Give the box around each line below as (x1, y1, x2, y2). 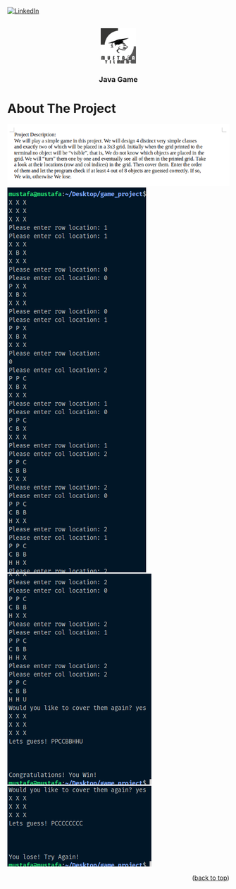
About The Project (7, 101, 116, 116)
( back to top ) (192, 873, 230, 882)
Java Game (98, 74, 139, 84)
